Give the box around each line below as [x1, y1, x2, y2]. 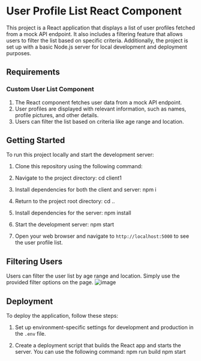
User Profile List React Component [6, 4, 182, 18]
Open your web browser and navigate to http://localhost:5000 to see [14, 232, 190, 240]
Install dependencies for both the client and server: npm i [14, 186, 157, 193]
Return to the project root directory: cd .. [14, 198, 115, 205]
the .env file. [14, 330, 46, 338]
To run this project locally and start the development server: [6, 151, 154, 159]
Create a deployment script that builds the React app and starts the [14, 342, 181, 349]
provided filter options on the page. [6, 279, 94, 286]
